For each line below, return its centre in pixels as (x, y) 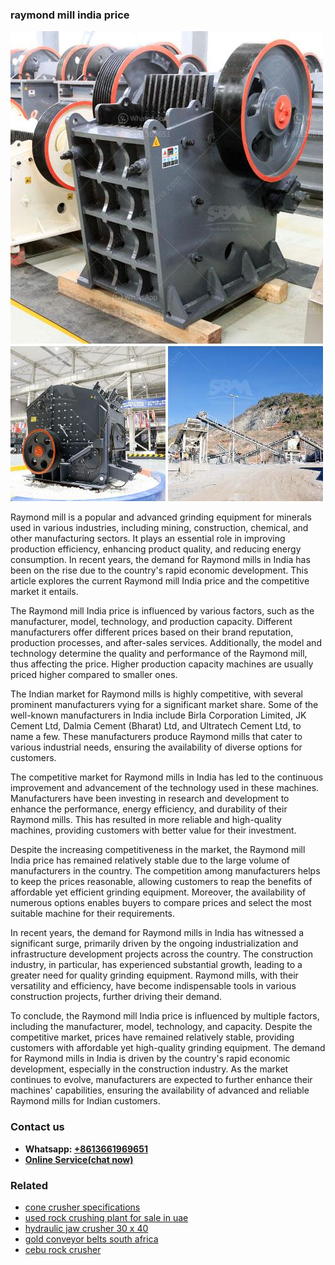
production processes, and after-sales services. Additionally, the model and (166, 643)
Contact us (37, 1127)
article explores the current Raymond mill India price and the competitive (160, 581)
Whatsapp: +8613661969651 (86, 1149)
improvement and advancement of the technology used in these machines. (165, 788)
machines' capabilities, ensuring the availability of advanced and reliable (160, 1090)
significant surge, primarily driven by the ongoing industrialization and (154, 944)
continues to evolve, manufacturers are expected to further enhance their (161, 1080)
